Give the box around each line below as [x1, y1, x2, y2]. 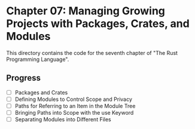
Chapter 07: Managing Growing [6, 4, 166, 18]
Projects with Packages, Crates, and [6, 17, 190, 30]
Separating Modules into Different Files [14, 116, 112, 123]
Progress [6, 73, 41, 83]
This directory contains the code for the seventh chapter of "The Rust [6, 49, 178, 56]
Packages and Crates [14, 88, 68, 96]
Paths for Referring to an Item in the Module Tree [14, 102, 136, 109]
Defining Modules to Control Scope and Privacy [14, 96, 133, 103]
